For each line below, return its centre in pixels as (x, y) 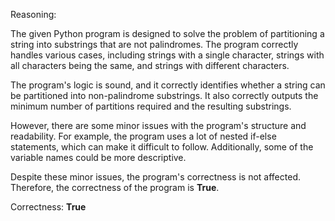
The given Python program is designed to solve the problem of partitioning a (167, 33)
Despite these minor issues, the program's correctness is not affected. (155, 177)
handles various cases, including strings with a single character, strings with (167, 55)
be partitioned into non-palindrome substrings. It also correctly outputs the (164, 95)
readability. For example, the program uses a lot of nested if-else (143, 136)
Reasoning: (33, 14)
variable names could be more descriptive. (98, 157)
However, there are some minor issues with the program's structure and (158, 125)
